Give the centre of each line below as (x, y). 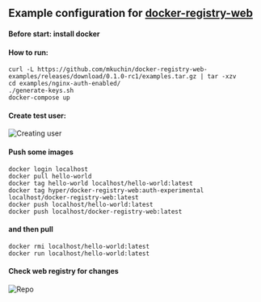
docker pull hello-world (50, 176)
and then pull (31, 229)
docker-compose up (39, 98)
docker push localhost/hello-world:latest (81, 204)
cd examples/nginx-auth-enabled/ (65, 84)
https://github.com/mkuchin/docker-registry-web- (122, 69)
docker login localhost (48, 169)
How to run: (28, 52)
